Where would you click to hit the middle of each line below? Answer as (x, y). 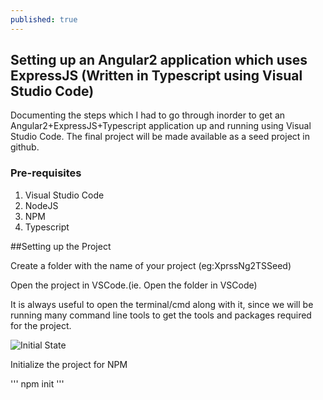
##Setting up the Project (61, 246)
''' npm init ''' (37, 383)
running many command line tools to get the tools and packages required (161, 315)
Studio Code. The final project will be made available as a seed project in (160, 137)
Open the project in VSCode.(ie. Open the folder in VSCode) (134, 285)
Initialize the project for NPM (69, 364)
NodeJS (41, 205)
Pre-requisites (46, 173)
